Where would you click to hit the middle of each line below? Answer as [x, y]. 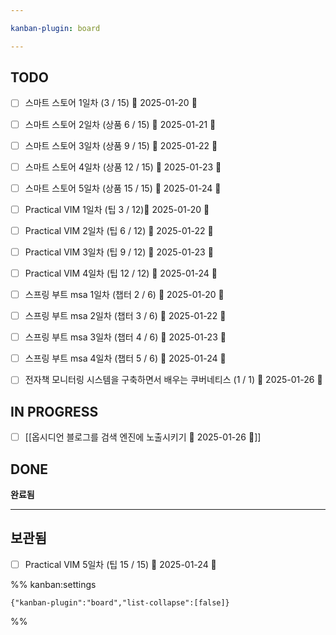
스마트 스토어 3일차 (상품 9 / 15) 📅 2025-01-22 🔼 [121, 145]
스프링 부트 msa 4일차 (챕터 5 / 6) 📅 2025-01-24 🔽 [125, 358]
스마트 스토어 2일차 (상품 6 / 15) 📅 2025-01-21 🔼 [120, 124]
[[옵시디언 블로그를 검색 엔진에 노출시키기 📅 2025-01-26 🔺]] [143, 437]
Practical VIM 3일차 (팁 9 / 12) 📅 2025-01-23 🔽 [119, 252]
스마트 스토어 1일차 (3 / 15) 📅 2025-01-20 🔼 [111, 103]
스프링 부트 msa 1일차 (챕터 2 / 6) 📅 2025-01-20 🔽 [124, 294]
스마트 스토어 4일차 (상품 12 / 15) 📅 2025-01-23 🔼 [123, 167]
